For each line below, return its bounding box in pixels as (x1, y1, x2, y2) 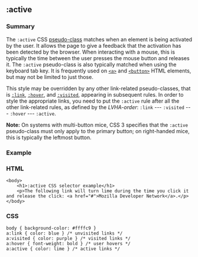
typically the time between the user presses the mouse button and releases (6, 54, 190, 61)
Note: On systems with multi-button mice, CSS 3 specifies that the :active (6, 121, 189, 128)
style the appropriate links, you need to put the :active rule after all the (6, 97, 180, 104)
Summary (6, 22, 35, 31)
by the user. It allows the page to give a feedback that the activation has (6, 42, 181, 49)
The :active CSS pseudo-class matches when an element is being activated (6, 35, 193, 43)
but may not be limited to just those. (6, 73, 93, 80)
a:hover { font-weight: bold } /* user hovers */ (6, 241, 131, 247)
